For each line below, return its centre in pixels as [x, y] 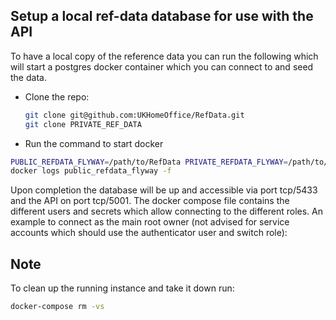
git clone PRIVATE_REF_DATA [83, 124]
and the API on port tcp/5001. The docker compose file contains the [150, 201]
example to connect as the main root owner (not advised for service [150, 222]
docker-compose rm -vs [57, 307]
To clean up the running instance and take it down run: [122, 288]
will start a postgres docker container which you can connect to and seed [162, 66]
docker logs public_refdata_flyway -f [91, 171]
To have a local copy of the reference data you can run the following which [164, 56]
